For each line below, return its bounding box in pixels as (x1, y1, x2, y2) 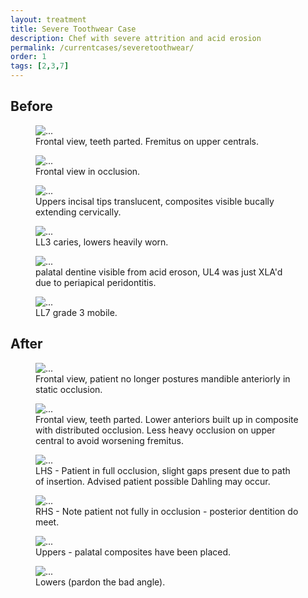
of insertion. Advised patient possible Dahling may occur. (35, 475, 271, 487)
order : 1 (10, 52, 47, 62)
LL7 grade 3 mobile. (35, 306, 118, 318)
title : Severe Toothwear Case (10, 24, 137, 34)
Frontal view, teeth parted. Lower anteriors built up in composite (35, 413, 299, 425)
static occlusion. (35, 383, 103, 395)
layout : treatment (10, 14, 87, 25)
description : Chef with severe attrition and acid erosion (10, 33, 262, 43)
